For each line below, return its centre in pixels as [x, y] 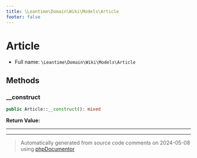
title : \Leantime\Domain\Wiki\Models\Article [62, 11]
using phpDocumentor [47, 149]
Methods [23, 80]
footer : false [23, 17]
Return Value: [23, 120]
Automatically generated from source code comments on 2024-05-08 [105, 143]
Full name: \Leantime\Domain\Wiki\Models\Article [75, 62]
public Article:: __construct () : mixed [53, 109]
